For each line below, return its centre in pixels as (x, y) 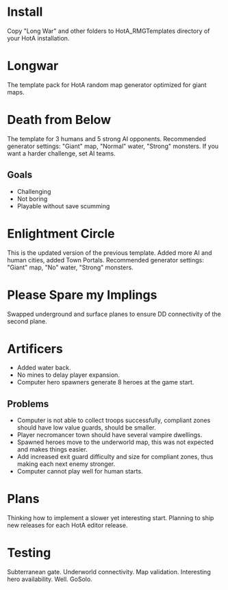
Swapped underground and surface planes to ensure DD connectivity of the (114, 314)
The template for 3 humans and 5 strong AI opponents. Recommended (107, 138)
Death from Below (59, 120)
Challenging (34, 191)
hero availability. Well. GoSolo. (50, 579)
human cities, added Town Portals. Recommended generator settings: (105, 260)
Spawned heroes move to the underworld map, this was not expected (115, 442)
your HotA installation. (38, 38)
